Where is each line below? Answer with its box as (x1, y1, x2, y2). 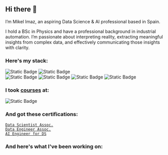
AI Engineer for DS (5, 131, 47, 136)
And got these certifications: (5, 111, 78, 118)
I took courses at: (5, 87, 49, 94)
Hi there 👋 (5, 5, 37, 14)
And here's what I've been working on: (5, 143, 103, 150)
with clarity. (5, 44, 30, 51)
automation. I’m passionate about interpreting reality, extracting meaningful (5, 33, 163, 40)
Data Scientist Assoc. (5, 122, 53, 127)
